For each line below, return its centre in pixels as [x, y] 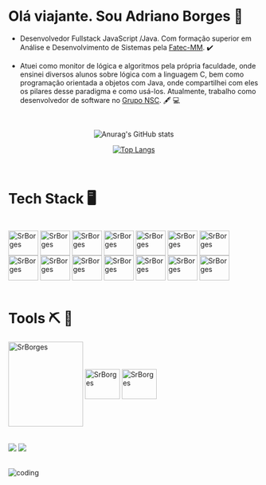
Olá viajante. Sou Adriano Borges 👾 [126, 16]
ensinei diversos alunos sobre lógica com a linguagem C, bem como [132, 74]
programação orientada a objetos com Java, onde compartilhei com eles [139, 82]
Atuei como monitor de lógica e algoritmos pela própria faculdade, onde [138, 65]
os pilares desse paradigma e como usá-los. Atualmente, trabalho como [138, 91]
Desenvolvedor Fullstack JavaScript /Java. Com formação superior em [136, 38]
